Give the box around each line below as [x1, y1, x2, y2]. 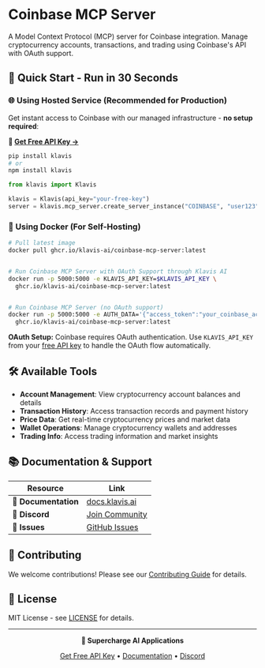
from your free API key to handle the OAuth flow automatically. [8, 341, 211, 351]
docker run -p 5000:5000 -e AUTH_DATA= [8, 310, 140, 319]
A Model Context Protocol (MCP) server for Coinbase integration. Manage [8, 32, 248, 41]
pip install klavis [8, 152, 73, 159]
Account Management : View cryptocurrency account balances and [19, 389, 241, 399]
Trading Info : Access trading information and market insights [19, 431, 218, 441]
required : [8, 121, 39, 131]
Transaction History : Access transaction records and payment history [19, 406, 248, 415]
